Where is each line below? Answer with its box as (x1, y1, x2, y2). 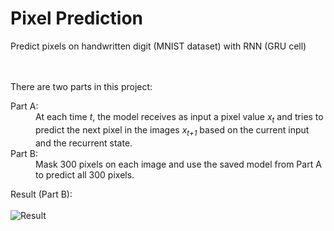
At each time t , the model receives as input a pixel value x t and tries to (35, 110, 324, 125)
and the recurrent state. (35, 137, 133, 149)
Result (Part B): (10, 188, 73, 200)
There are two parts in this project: (10, 80, 153, 92)
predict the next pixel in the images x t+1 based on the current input (35, 123, 310, 138)
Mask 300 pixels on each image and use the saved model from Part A (35, 158, 322, 170)
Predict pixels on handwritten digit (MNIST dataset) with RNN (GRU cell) (10, 40, 307, 52)
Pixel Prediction (10, 7, 144, 30)
